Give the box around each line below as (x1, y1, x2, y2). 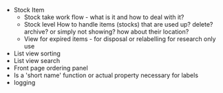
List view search (13, 57, 61, 64)
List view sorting (13, 49, 61, 57)
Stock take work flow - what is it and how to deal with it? (23, 13, 184, 21)
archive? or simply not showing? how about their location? (23, 27, 189, 36)
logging (13, 79, 36, 86)
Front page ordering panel (13, 64, 88, 72)
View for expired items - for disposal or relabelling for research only (23, 35, 216, 43)
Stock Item (13, 6, 45, 14)
